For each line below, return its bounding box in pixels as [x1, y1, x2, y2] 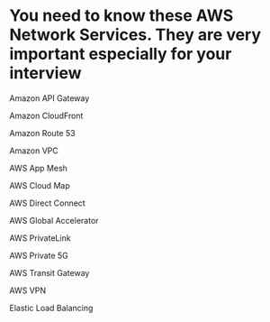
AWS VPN [9, 285, 47, 296]
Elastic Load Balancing [9, 302, 94, 313]
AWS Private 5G [9, 250, 69, 261]
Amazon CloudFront [9, 110, 84, 121]
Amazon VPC [9, 145, 58, 156]
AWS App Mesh [9, 162, 67, 173]
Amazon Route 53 [9, 127, 76, 138]
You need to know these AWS [9, 5, 234, 26]
